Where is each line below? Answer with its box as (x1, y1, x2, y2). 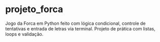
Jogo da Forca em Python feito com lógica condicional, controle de (5, 20, 146, 26)
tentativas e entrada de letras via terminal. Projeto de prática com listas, (5, 25, 156, 31)
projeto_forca (5, 4, 63, 15)
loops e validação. (5, 31, 44, 37)
